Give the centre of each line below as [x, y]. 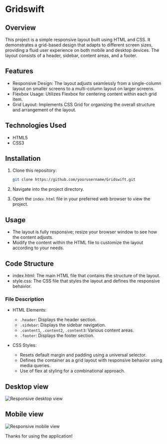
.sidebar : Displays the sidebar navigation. [63, 325]
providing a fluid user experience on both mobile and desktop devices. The [82, 50]
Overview [21, 28]
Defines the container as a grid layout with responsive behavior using [91, 360]
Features [19, 71]
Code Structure [29, 263]
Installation [23, 159]
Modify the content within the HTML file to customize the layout [78, 243]
